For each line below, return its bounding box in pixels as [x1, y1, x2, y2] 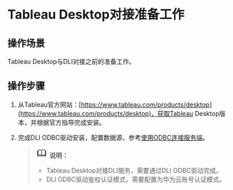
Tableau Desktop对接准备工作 [7, 6, 185, 23]
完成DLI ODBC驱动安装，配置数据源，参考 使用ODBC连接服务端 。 [17, 133, 209, 142]
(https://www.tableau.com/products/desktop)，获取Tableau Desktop [17, 109, 219, 117]
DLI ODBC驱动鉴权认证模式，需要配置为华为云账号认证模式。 [46, 175, 226, 184]
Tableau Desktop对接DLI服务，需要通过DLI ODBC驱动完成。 [46, 166, 223, 174]
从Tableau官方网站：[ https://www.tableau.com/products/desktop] [17, 100, 212, 109]
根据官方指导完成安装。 [36, 118, 105, 127]
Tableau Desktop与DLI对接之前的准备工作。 [7, 58, 135, 65]
